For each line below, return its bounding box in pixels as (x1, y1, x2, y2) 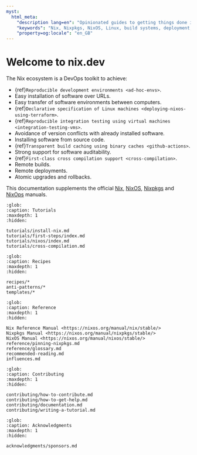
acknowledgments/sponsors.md (6, 443, 77, 449)
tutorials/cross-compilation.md (6, 244, 85, 249)
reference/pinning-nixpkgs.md (6, 341, 80, 347)
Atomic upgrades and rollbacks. (14, 173, 92, 180)
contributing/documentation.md (6, 402, 83, 408)
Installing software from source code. (14, 136, 106, 143)
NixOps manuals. (6, 191, 47, 198)
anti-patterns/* (6, 285, 46, 290)
